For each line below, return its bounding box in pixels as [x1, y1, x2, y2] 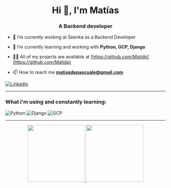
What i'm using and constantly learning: [5, 98, 107, 105]
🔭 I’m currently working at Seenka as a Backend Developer [12, 34, 136, 40]
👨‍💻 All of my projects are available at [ [12, 54, 93, 60]
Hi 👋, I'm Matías [51, 5, 120, 16]
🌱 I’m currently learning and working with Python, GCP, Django [12, 44, 146, 50]
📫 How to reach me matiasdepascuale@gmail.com [12, 69, 124, 76]
